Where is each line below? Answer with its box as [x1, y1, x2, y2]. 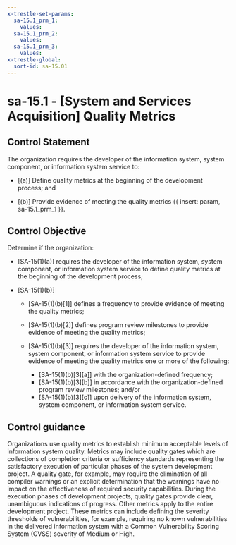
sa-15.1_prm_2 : [13, 30, 58, 37]
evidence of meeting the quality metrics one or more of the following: [27, 357, 230, 365]
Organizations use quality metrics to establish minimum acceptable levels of [7, 440, 228, 448]
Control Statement [7, 136, 90, 148]
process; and [17, 183, 56, 192]
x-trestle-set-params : [7, 10, 74, 18]
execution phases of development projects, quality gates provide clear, [7, 492, 213, 501]
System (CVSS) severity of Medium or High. [7, 529, 135, 538]
